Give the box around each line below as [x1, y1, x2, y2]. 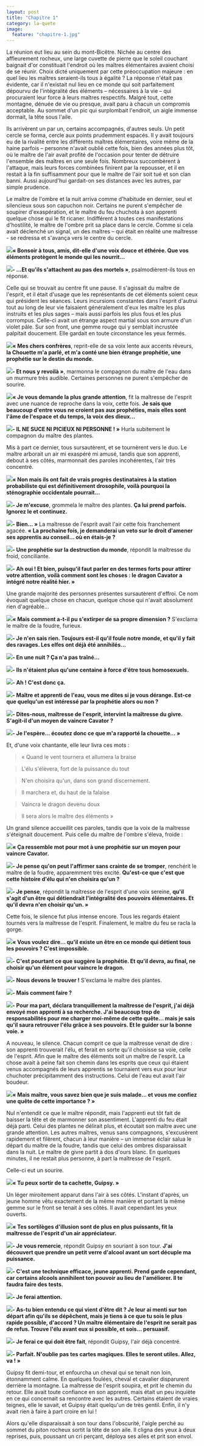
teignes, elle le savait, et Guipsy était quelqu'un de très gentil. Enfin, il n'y [6, 1401, 190, 1409]
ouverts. [6, 1210, 27, 1218]
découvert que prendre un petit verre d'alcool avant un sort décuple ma [6, 1249, 191, 1256]
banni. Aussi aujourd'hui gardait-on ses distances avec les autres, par [6, 177, 181, 184]
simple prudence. [6, 184, 51, 191]
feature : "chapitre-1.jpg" [12, 32, 80, 38]
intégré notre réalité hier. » [6, 578, 75, 586]
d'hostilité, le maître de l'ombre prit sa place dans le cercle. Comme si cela [6, 221, 193, 229]
